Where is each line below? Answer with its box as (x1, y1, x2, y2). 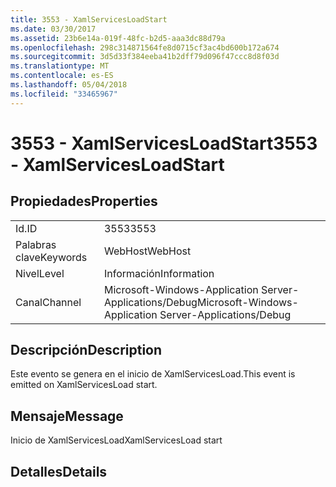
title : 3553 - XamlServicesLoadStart (10, 14, 168, 25)
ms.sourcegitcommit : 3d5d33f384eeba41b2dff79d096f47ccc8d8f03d (10, 52, 280, 62)
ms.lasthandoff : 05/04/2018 (10, 80, 128, 90)
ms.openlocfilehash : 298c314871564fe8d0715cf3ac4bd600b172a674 (10, 42, 280, 53)
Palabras (15, 237, 57, 251)
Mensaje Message (10, 407, 124, 425)
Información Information (103, 266, 215, 280)
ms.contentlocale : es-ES (10, 71, 114, 81)
